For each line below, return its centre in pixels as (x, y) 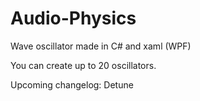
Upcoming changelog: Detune (72, 84)
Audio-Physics (73, 18)
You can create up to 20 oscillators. (83, 65)
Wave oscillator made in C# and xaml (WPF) (101, 46)
